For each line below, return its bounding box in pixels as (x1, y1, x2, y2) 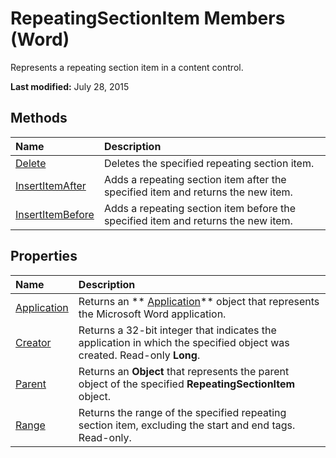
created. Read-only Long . (78, 348, 201, 362)
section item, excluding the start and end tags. (78, 418, 296, 432)
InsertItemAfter (15, 178, 87, 192)
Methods (10, 110, 68, 127)
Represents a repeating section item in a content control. (10, 61, 244, 73)
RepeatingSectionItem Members (10, 7, 286, 30)
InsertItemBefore (15, 207, 95, 221)
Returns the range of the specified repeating (78, 405, 287, 419)
